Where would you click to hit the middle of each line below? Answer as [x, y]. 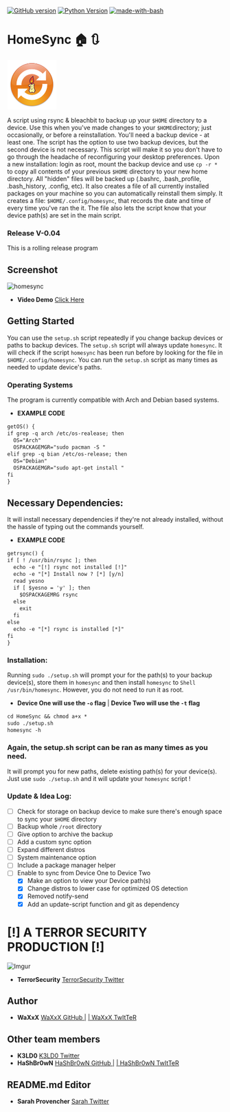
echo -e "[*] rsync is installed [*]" [69, 629]
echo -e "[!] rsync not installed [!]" [70, 567]
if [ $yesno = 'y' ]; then [52, 588]
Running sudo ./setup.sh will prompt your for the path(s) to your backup [110, 675]
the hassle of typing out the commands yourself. [76, 526]
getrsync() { [26, 553]
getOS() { [21, 427]
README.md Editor [49, 1085]
